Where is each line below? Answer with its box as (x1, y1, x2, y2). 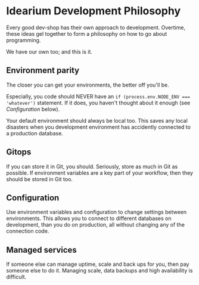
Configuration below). (6, 106, 60, 113)
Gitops (6, 147, 32, 157)
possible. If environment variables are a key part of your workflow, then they (6, 169, 194, 176)
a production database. (6, 129, 64, 137)
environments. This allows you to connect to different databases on (6, 215, 172, 222)
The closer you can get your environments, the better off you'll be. (6, 81, 169, 88)
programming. (6, 36, 41, 44)
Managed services (6, 244, 77, 255)
